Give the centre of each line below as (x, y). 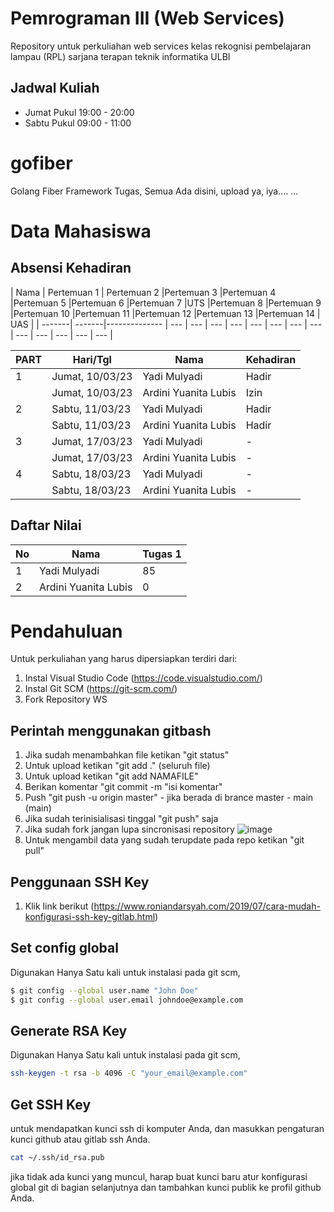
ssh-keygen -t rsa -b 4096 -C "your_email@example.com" (129, 1073)
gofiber (41, 163)
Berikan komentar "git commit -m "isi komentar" (123, 787)
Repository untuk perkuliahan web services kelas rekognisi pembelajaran (161, 46)
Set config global (64, 948)
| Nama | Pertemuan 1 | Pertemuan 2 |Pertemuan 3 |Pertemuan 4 (143, 292)
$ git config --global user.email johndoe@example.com (127, 1000)
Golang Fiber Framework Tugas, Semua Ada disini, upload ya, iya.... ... (154, 191)
